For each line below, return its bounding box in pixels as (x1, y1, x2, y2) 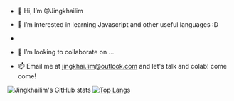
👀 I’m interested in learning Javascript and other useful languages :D (17, 20, 219, 28)
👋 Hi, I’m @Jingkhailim (17, 7, 84, 15)
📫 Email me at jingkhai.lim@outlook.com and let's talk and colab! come (17, 62, 228, 70)
